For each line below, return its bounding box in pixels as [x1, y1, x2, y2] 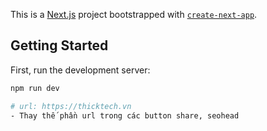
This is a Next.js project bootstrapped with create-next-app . [10, 9, 258, 20]
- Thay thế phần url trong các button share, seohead [10, 110, 240, 121]
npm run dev [10, 83, 60, 93]
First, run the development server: [10, 64, 151, 76]
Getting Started [10, 37, 109, 54]
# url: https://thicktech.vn [10, 101, 132, 111]
